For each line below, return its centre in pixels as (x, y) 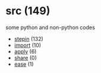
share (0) (25, 58)
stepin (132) (29, 39)
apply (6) (25, 51)
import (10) (28, 45)
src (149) (28, 11)
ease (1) (24, 64)
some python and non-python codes (50, 27)
